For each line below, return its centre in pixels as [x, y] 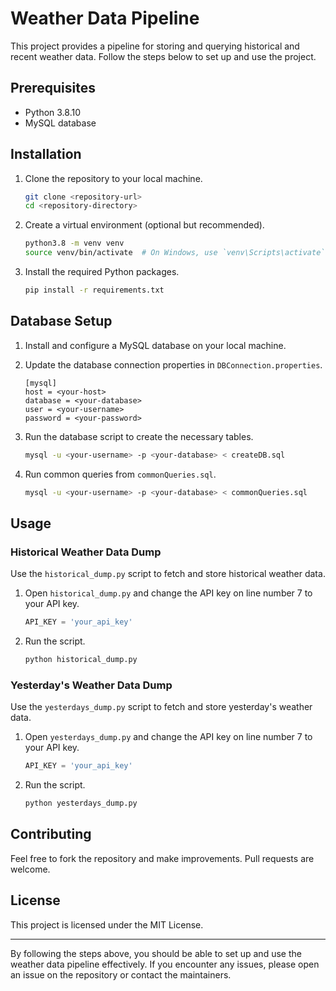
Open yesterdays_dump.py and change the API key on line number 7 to [168, 737]
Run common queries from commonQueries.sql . [120, 474]
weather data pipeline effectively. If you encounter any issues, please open [165, 964]
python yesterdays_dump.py [81, 803]
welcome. [30, 869]
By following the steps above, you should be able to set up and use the [156, 953]
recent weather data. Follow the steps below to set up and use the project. [163, 56]
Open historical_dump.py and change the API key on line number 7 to [168, 593]
